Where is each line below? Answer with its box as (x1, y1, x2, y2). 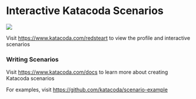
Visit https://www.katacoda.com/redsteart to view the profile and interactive (6, 34, 190, 42)
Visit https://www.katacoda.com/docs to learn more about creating (6, 69, 168, 76)
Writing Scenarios (6, 55, 59, 63)
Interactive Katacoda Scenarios (6, 4, 164, 18)
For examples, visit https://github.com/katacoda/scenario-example (6, 86, 168, 93)
